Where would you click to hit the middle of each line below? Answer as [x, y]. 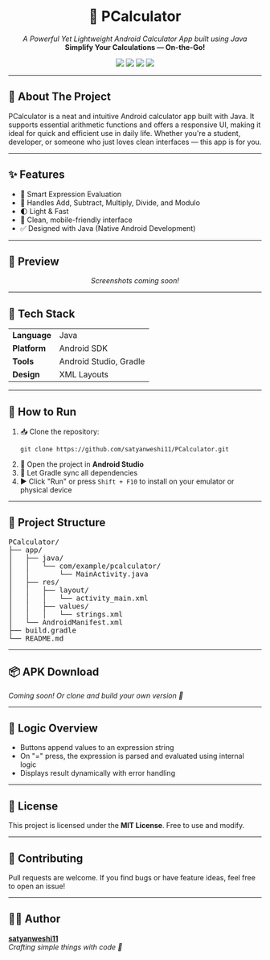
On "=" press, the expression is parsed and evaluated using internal [132, 756]
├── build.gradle [42, 630]
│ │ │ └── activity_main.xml [78, 598]
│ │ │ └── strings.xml [65, 614]
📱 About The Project [59, 97]
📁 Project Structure [57, 523]
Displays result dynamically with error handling [97, 773]
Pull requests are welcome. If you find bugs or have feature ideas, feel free [132, 878]
